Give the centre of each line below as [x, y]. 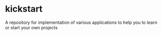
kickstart [24, 9]
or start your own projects [32, 27]
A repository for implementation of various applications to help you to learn [81, 22]
